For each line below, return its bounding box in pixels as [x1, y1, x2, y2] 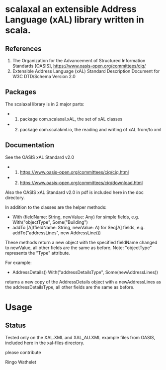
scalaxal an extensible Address [5, 3, 137, 15]
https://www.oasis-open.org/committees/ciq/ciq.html [19, 169, 129, 175]
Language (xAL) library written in [5, 14, 144, 25]
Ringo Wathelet [5, 359, 36, 365]
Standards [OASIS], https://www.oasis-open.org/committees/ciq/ [12, 63, 146, 69]
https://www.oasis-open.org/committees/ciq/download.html [19, 180, 143, 185]
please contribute [5, 349, 41, 355]
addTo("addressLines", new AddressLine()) [12, 230, 101, 236]
